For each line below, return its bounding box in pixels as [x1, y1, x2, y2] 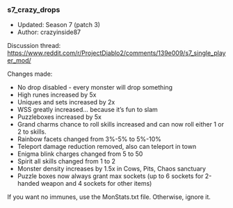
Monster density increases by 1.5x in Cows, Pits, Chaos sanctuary [17, 165, 207, 173]
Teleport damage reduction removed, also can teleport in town [17, 143, 197, 151]
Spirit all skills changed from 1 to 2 [17, 157, 116, 166]
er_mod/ [7, 56, 31, 65]
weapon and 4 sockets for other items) [40, 179, 152, 188]
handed [17, 179, 40, 188]
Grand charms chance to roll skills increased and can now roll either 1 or [17, 120, 225, 129]
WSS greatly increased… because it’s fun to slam [17, 106, 158, 114]
